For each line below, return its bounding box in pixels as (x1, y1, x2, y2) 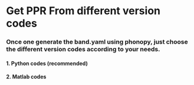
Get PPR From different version (6, 4, 161, 18)
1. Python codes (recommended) (6, 60, 88, 67)
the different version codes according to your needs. (6, 45, 160, 54)
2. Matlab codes (6, 73, 47, 80)
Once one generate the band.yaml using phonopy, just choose (6, 38, 188, 46)
